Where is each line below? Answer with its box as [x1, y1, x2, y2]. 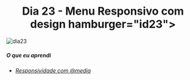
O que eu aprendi [6, 51, 51, 59]
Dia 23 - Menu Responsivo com [21, 4, 184, 18]
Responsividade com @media [15, 67, 91, 74]
